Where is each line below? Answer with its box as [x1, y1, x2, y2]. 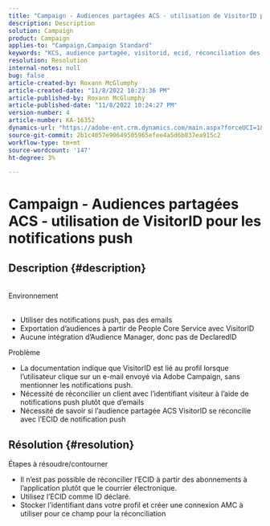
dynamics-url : [8, 124, 56, 132]
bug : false [8, 71, 45, 80]
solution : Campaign [8, 27, 74, 35]
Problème [8, 348, 40, 357]
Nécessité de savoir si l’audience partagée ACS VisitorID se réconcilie [19, 406, 252, 416]
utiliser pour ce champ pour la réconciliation [19, 509, 166, 519]
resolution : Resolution [8, 57, 88, 65]
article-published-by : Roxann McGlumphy [8, 94, 146, 102]
